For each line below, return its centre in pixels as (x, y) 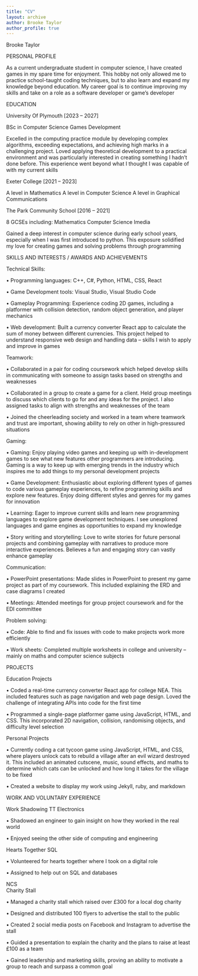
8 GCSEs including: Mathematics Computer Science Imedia (78, 222)
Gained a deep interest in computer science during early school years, (92, 233)
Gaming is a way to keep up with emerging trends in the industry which (92, 465)
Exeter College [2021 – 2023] (42, 181)
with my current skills (32, 170)
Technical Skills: (26, 269)
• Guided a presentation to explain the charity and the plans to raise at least (98, 942)
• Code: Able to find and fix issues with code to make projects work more (95, 632)
